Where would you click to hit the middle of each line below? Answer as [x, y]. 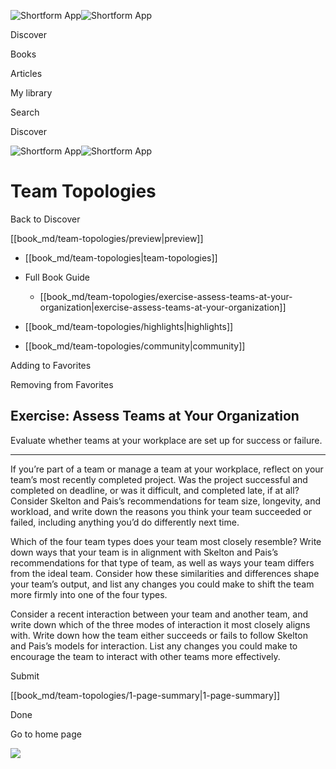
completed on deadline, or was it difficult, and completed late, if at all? [155, 490]
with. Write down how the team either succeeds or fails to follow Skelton [159, 635]
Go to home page [46, 734]
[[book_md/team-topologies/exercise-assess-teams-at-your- [166, 296]
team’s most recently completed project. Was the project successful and [159, 479]
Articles [26, 73]
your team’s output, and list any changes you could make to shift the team [162, 584]
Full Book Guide [57, 277]
